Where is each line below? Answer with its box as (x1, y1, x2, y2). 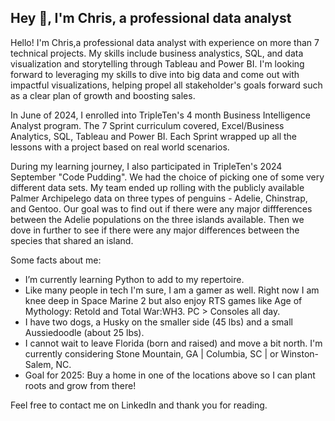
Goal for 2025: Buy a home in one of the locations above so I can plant (24, 369, 316, 381)
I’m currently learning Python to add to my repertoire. (24, 273, 245, 285)
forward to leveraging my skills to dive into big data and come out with (10, 68, 300, 80)
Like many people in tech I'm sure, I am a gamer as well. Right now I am (24, 284, 320, 296)
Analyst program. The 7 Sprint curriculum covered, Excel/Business (10, 119, 285, 131)
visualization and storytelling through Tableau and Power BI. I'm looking (10, 57, 305, 70)
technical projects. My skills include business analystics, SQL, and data (10, 47, 304, 59)
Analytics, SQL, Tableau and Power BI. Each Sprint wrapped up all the (10, 130, 297, 142)
